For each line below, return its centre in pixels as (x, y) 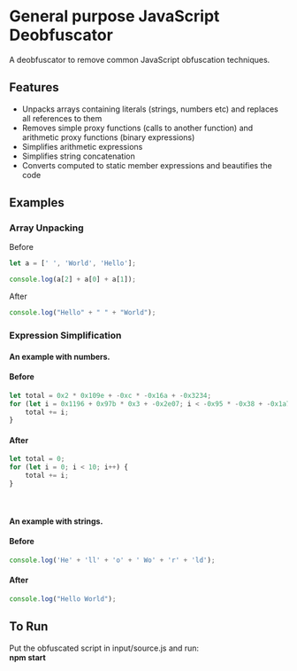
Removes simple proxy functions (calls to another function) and (137, 128)
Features (34, 87)
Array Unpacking (46, 228)
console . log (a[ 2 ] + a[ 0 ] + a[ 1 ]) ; (73, 280)
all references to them (62, 118)
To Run (29, 627)
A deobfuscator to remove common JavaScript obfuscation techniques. (140, 59)
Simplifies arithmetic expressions (82, 146)
